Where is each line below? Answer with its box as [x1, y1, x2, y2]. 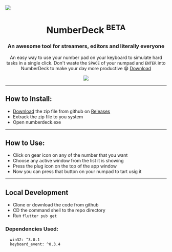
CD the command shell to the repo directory [12, 207, 106, 214]
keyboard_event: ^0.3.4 [10, 241, 60, 247]
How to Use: [5, 139, 45, 148]
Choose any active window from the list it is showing [12, 158, 124, 164]
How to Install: [5, 95, 52, 103]
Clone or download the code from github [12, 202, 99, 208]
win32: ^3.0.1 [10, 237, 40, 242]
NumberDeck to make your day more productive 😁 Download [20, 65, 152, 71]
